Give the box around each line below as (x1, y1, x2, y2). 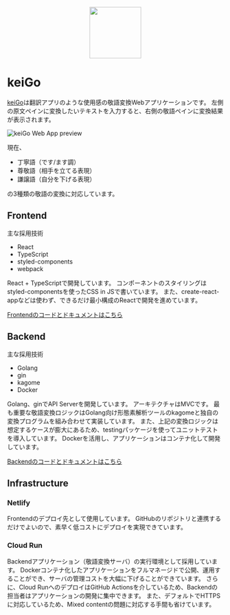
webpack (16, 264, 43, 272)
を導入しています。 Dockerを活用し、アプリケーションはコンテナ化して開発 (7, 434, 221, 442)
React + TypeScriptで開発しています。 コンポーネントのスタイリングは (7, 279, 207, 287)
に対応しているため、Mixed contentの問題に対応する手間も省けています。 (7, 600, 216, 608)
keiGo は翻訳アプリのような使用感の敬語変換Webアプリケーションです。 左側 (7, 98, 224, 106)
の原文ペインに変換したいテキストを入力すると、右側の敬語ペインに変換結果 (7, 106, 224, 115)
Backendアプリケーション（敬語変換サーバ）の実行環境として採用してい (7, 557, 212, 566)
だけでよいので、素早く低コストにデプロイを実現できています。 (7, 523, 187, 531)
